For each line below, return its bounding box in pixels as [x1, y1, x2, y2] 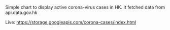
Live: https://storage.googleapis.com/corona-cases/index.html [5, 19, 136, 25]
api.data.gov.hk [5, 9, 38, 15]
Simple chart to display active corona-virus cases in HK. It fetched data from [5, 4, 165, 10]
